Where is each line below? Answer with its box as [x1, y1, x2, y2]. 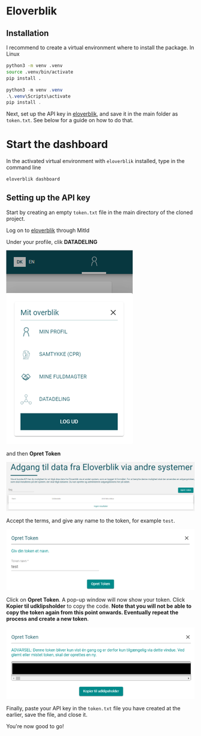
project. [6, 215, 26, 222]
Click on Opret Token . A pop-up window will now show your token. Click [6, 596, 185, 604]
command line [6, 164, 41, 171]
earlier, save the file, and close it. [6, 711, 88, 719]
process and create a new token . [6, 616, 89, 623]
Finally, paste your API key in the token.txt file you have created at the [6, 705, 181, 712]
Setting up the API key [6, 193, 91, 203]
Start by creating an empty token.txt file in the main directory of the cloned [6, 209, 193, 216]
